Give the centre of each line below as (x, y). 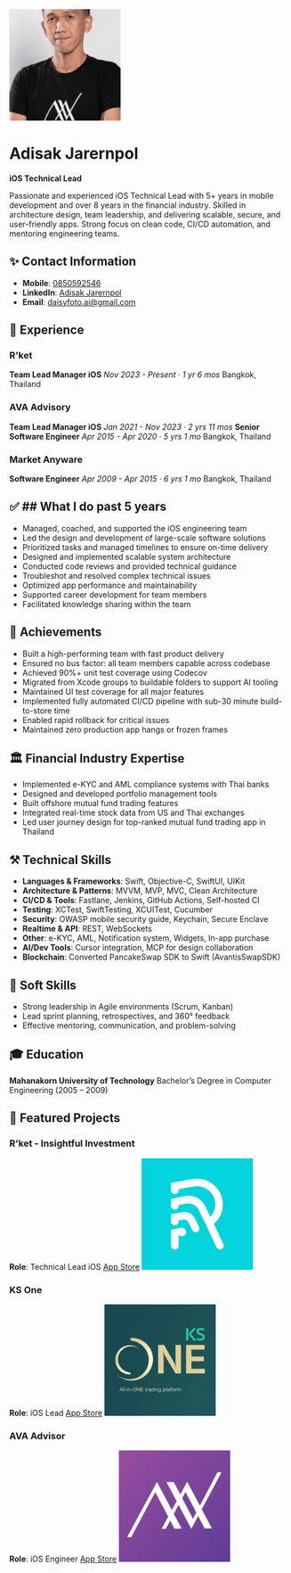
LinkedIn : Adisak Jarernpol (72, 292)
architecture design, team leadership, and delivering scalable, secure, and (145, 214)
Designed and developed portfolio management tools (120, 794)
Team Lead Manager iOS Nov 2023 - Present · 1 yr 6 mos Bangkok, (133, 375)
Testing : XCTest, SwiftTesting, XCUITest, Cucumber (117, 910)
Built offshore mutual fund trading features (100, 803)
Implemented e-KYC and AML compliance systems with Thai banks (145, 785)
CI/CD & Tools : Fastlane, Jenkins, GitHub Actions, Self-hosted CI (141, 901)
